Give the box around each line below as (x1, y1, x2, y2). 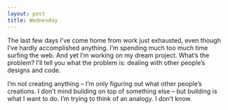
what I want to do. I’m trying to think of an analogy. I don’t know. (7, 94, 192, 102)
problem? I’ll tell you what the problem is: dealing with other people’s (7, 58, 206, 67)
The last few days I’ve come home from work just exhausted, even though (7, 36, 221, 44)
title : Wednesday (7, 17, 58, 24)
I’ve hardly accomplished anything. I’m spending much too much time (7, 43, 208, 52)
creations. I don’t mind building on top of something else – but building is (7, 87, 217, 95)
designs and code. (7, 66, 61, 74)
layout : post (7, 10, 46, 18)
